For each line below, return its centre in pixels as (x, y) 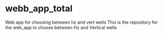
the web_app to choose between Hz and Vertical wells (61, 27)
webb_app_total (39, 9)
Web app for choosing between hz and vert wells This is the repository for (82, 22)
